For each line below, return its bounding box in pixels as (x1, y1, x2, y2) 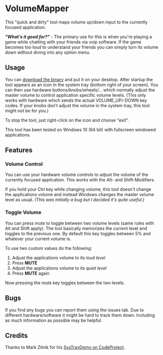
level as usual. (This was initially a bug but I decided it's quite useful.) (5, 197, 145, 203)
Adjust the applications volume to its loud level (12, 255, 106, 261)
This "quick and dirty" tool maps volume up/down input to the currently (5, 19, 148, 25)
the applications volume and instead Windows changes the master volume (5, 192, 154, 198)
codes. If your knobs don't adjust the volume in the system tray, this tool (5, 102, 150, 108)
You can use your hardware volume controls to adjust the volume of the (5, 172, 148, 177)
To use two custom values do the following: (5, 245, 92, 251)
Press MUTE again (12, 270, 50, 276)
